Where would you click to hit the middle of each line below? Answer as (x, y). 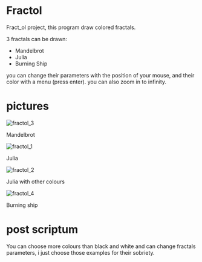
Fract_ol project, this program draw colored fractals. (71, 27)
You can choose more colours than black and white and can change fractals (101, 246)
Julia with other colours (36, 182)
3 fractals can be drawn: (37, 39)
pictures (28, 106)
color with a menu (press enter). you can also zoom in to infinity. (86, 82)
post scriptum (42, 230)
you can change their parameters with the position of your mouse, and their (100, 75)
